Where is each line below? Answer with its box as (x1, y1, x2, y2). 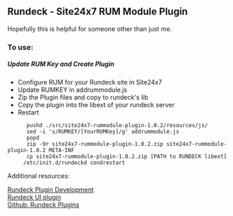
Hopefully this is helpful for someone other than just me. (7, 24, 173, 33)
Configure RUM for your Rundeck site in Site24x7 (17, 77, 162, 86)
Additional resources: (7, 171, 70, 180)
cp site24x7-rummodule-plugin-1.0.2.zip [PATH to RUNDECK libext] (26, 153, 227, 160)
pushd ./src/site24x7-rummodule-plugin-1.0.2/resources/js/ (26, 121, 208, 129)
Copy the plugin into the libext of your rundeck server (17, 100, 175, 109)
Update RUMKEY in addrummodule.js (17, 85, 128, 94)
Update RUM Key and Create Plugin (7, 60, 115, 68)
